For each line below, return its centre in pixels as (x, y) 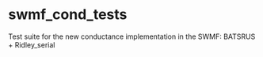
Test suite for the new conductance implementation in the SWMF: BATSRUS (132, 36)
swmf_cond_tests (68, 15)
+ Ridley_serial (32, 44)
